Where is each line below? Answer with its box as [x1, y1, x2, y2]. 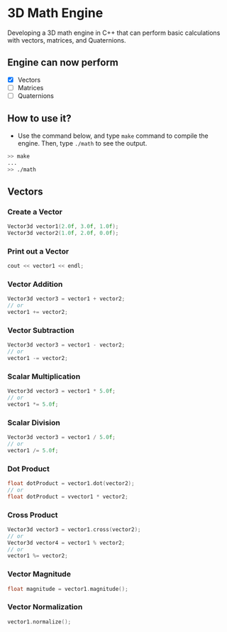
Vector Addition [7, 279, 63, 289]
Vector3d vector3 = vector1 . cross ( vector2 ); [7, 525, 141, 533]
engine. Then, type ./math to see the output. [17, 138, 148, 147]
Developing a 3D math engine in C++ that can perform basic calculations [7, 28, 221, 37]
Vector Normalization [7, 602, 83, 612]
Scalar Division [7, 418, 60, 427]
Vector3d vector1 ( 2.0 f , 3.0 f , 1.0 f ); [7, 223, 119, 230]
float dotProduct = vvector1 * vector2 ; [7, 493, 129, 500]
